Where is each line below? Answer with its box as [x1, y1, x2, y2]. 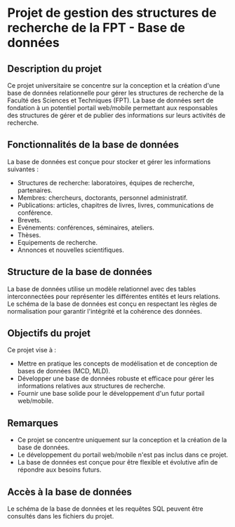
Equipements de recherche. [17, 238, 98, 246]
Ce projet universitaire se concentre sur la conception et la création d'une [7, 81, 220, 89]
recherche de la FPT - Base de [7, 20, 186, 36]
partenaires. [17, 186, 53, 194]
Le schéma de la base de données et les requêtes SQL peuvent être [7, 505, 203, 513]
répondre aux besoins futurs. [17, 465, 102, 474]
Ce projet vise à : [7, 346, 56, 354]
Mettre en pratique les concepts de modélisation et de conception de [17, 359, 217, 368]
